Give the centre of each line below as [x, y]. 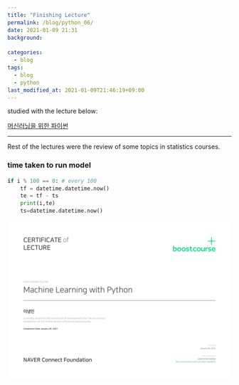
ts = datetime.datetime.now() [62, 211]
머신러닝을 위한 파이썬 [38, 126]
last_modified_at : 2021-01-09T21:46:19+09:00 [76, 90]
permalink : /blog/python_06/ [51, 22]
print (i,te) [38, 204]
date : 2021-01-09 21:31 [43, 30]
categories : [25, 53]
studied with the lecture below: [53, 111]
